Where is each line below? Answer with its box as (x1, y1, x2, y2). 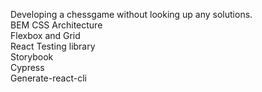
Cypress (10, 62, 45, 73)
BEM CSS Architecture (10, 19, 103, 31)
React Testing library (10, 40, 96, 52)
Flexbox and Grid (10, 30, 81, 41)
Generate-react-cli (10, 72, 87, 84)
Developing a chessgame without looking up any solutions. (10, 9, 253, 20)
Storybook (10, 51, 54, 63)
